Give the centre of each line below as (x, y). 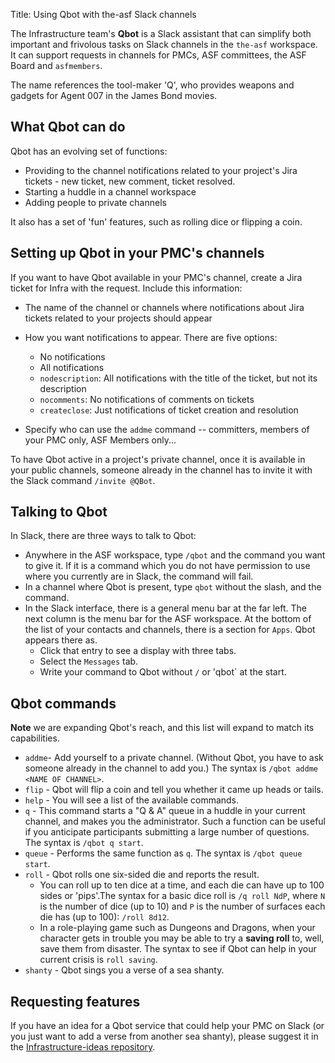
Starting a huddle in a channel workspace (110, 191)
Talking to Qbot (59, 512)
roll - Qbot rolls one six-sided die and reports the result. (142, 875)
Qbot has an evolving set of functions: (89, 151)
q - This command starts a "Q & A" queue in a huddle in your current (165, 811)
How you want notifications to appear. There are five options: (151, 337)
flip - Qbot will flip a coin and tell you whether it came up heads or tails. (174, 790)
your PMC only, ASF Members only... (100, 440)
